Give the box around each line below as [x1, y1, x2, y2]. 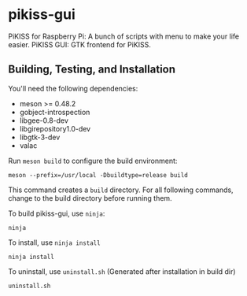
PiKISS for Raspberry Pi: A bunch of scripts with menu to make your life [8, 31, 240, 41]
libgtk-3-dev [19, 132, 61, 142]
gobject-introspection [19, 107, 90, 117]
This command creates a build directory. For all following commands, [8, 185, 234, 194]
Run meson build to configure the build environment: [8, 156, 178, 165]
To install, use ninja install [8, 238, 101, 247]
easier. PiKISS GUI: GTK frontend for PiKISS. [8, 39, 152, 49]
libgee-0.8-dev [19, 116, 69, 125]
